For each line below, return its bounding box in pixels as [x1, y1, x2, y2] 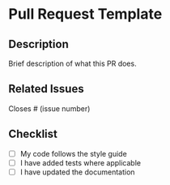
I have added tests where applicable [19, 157, 142, 167]
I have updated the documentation [19, 167, 135, 177]
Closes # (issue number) [8, 103, 91, 114]
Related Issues [8, 82, 84, 96]
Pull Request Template [8, 5, 163, 24]
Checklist [8, 127, 58, 141]
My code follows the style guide [19, 148, 127, 158]
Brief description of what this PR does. [8, 58, 137, 68]
